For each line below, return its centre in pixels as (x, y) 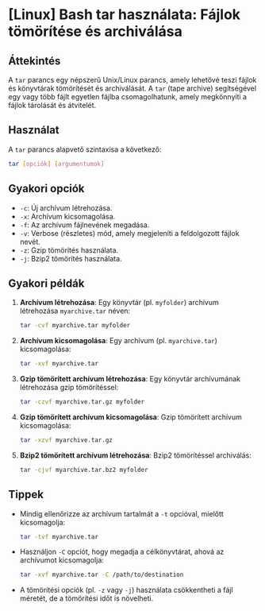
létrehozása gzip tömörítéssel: (69, 388)
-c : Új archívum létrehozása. (66, 207)
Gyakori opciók (46, 189)
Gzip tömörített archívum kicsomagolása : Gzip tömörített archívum (131, 417)
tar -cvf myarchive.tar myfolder (75, 326)
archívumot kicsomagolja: (62, 560)
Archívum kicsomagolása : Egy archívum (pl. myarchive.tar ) (119, 341)
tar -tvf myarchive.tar (59, 537)
